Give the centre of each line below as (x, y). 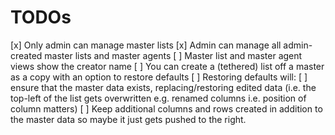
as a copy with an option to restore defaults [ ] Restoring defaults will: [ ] (159, 77)
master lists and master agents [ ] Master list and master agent (173, 55)
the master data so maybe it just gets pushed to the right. (128, 119)
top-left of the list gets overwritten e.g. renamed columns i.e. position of (158, 98)
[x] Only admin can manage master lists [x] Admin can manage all (146, 45)
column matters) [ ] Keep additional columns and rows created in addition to (166, 108)
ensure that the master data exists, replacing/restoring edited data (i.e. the (163, 87)
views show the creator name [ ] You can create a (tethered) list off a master (167, 66)
